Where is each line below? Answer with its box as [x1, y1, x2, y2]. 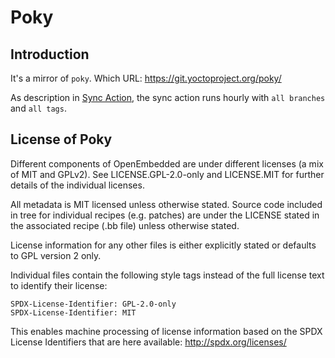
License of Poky [10, 131, 113, 148]
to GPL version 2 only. [10, 249, 102, 261]
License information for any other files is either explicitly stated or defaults [10, 239, 317, 251]
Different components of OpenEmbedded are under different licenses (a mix [10, 157, 324, 170]
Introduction [10, 46, 90, 63]
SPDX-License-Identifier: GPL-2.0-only [10, 299, 177, 309]
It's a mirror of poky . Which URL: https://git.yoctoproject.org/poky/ [10, 72, 282, 84]
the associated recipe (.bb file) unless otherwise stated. [10, 219, 240, 231]
